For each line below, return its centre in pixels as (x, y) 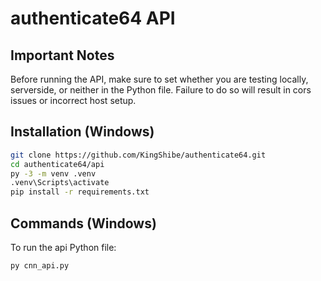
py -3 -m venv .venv (53, 173)
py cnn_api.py (40, 266)
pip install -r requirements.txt (80, 192)
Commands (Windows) (83, 223)
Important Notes (62, 55)
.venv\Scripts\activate (60, 183)
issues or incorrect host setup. (73, 100)
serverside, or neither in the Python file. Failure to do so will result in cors (161, 90)
